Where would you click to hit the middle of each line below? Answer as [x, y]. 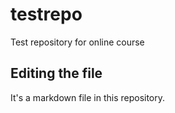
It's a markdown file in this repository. [88, 97]
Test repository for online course [77, 42]
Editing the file [56, 73]
